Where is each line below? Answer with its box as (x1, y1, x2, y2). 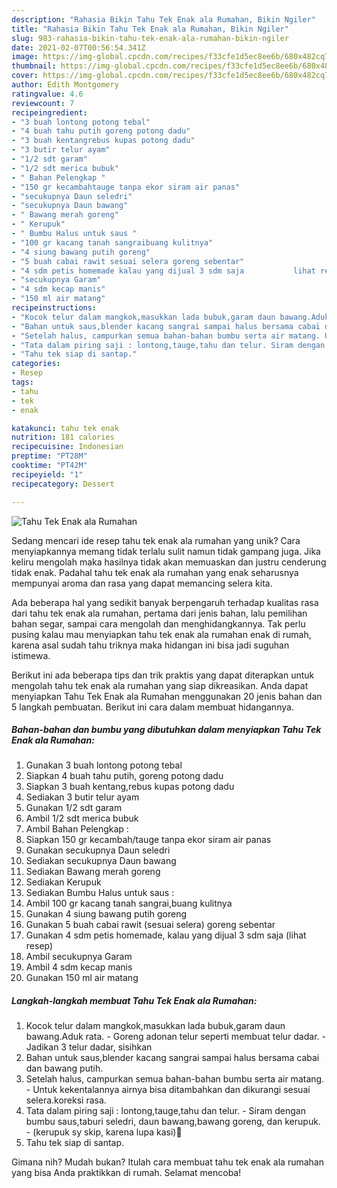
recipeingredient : (11, 107, 88, 118)
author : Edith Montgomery (11, 80, 119, 90)
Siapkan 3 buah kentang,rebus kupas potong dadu (25, 781, 235, 793)
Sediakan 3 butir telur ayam (25, 791, 140, 803)
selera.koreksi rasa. (25, 1094, 107, 1106)
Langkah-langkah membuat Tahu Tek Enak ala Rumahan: (11, 995, 258, 1007)
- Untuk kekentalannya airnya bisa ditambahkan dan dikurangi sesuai (25, 1084, 311, 1096)
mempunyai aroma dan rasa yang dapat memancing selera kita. (11, 577, 273, 589)
